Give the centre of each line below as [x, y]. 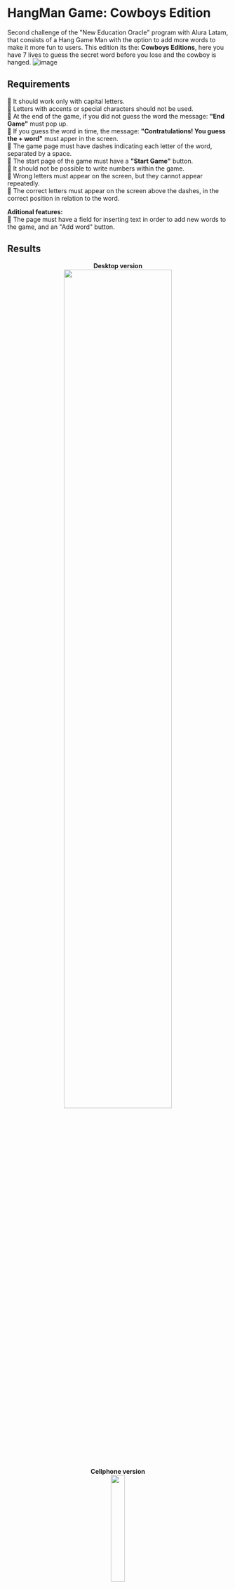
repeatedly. [23, 183]
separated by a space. [40, 153]
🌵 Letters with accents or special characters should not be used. [100, 108]
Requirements [39, 85]
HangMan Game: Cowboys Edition [109, 13]
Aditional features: [35, 211]
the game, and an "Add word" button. [61, 227]
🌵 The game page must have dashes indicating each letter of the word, [110, 146]
